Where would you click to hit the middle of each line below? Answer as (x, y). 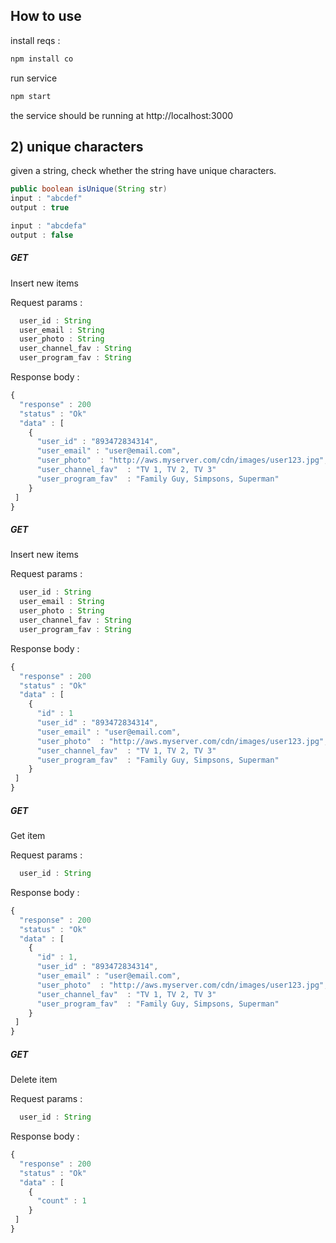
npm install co (42, 59)
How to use (46, 16)
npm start (31, 96)
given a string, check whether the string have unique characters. (143, 171)
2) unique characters (77, 146)
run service (34, 78)
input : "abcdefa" (48, 226)
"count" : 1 (61, 1201)
